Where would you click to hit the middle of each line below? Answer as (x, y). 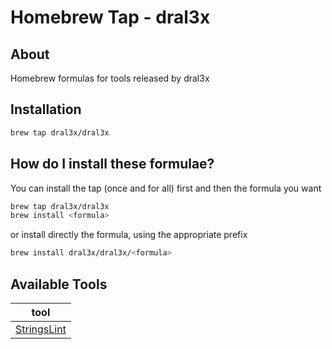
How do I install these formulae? (112, 164)
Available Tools (59, 284)
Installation (46, 109)
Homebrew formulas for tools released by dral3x (110, 78)
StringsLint (41, 329)
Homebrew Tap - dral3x (110, 17)
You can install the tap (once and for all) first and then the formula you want (166, 188)
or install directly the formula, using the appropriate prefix (129, 235)
